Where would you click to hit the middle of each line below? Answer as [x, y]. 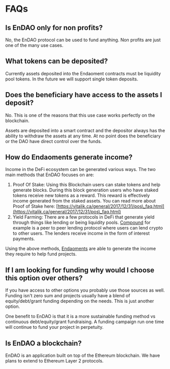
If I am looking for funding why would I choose [80, 270]
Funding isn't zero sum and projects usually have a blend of [68, 296]
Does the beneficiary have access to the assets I [84, 95]
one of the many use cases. [34, 45]
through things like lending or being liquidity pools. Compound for [82, 222]
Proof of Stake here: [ [35, 206]
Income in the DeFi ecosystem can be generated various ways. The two [81, 169]
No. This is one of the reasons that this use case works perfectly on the [80, 115]
